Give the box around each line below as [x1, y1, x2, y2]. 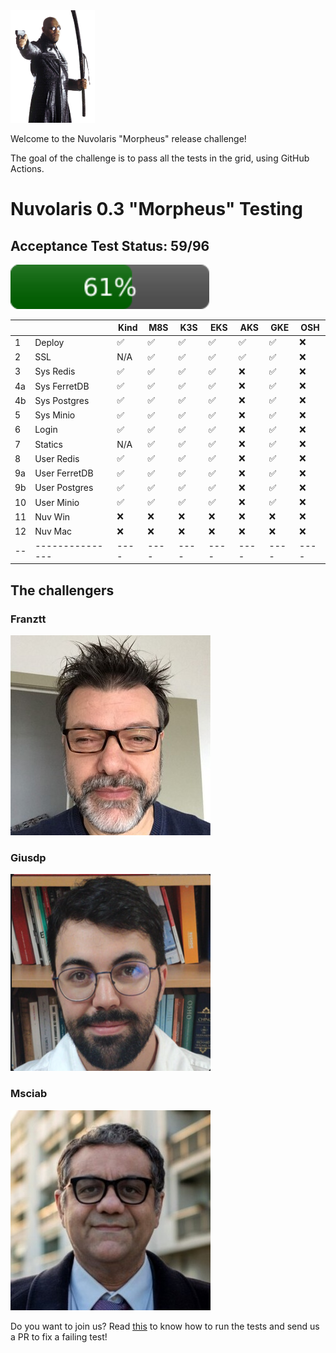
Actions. [10, 163, 45, 174]
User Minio [34, 496, 80, 508]
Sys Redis [34, 365, 76, 378]
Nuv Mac [34, 525, 73, 538]
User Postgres [34, 482, 94, 494]
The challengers [10, 582, 115, 599]
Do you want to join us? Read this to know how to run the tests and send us [10, 1320, 320, 1332]
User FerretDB [34, 467, 94, 479]
